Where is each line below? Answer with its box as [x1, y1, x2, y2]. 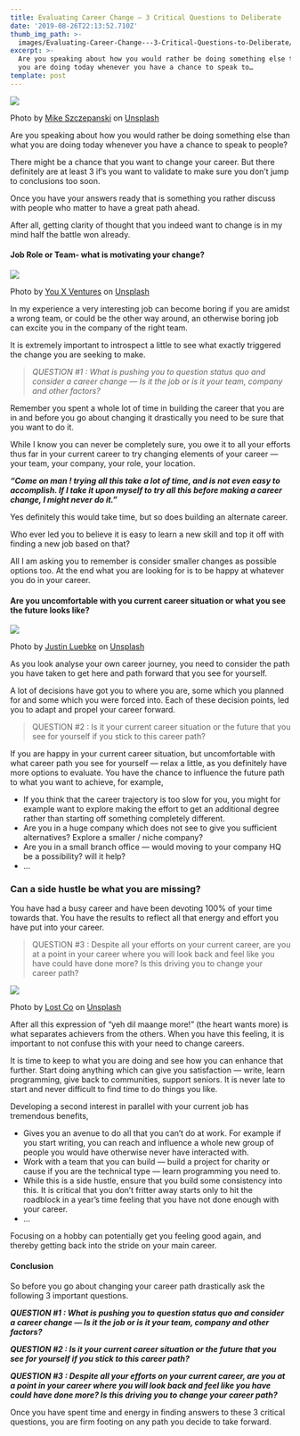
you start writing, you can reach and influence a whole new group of [22, 1138, 274, 1148]
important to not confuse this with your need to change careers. [10, 1038, 245, 1049]
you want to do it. [10, 422, 74, 432]
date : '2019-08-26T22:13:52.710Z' [10, 21, 139, 30]
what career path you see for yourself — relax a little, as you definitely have [10, 758, 288, 769]
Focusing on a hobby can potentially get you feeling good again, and [10, 1231, 262, 1241]
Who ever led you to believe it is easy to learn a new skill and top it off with [10, 529, 284, 539]
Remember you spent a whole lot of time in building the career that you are [10, 403, 285, 413]
